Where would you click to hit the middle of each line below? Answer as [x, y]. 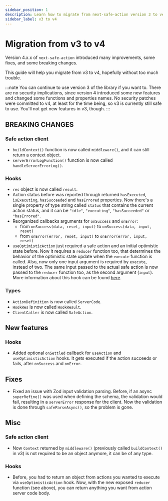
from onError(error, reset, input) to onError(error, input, [83, 236]
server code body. [31, 493]
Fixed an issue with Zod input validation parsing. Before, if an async [82, 391]
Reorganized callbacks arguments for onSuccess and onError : [75, 221]
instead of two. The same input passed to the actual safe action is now [85, 267]
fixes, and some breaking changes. [41, 63]
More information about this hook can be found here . [67, 278]
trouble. [13, 78]
